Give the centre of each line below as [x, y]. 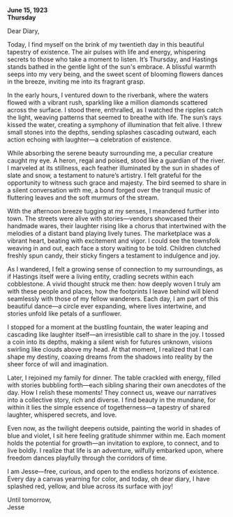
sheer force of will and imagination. [58, 364]
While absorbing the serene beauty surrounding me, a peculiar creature [110, 153]
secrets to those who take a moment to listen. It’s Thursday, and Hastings [113, 59]
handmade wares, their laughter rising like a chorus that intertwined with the [117, 226]
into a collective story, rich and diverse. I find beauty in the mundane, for [112, 400]
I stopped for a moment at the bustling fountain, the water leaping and [108, 327]
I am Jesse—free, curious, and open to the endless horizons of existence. [113, 471]
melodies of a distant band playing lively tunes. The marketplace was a [109, 233]
